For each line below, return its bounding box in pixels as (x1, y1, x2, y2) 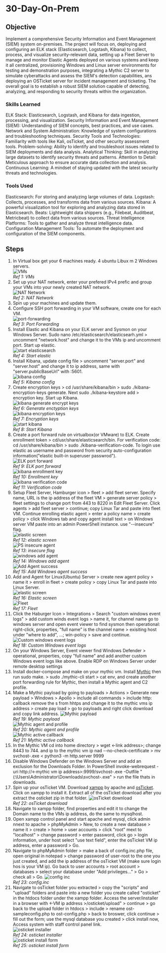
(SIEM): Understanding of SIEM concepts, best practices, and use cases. (5, 122, 154, 129)
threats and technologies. (5, 170, 58, 176)
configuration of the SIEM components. (5, 230, 86, 236)
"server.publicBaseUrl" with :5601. (12, 369, 83, 375)
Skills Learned (5, 101, 41, 108)
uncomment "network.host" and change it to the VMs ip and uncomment (12, 337, 161, 343)
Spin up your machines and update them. (12, 300, 97, 306)
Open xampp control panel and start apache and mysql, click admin (12, 816, 151, 822)
